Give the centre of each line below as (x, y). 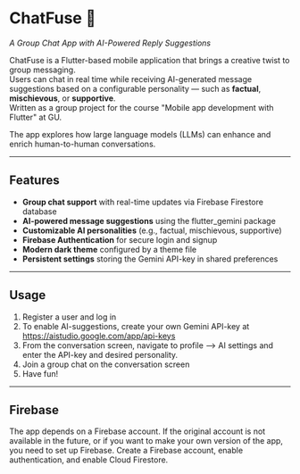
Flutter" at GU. (36, 117)
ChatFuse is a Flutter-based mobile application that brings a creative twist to (150, 60)
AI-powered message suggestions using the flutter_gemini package (149, 220)
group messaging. (42, 70)
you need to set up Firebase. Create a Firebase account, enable (126, 451)
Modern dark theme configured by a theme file (109, 249)
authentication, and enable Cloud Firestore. (89, 460)
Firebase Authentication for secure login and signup (120, 239)
